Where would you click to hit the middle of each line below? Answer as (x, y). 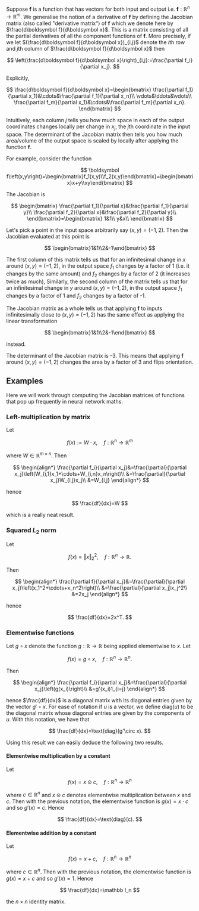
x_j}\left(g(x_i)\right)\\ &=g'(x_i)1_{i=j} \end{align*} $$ (100, 689)
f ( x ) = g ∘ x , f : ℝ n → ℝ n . (100, 659)
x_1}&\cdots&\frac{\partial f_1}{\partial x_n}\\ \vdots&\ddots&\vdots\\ (110, 96)
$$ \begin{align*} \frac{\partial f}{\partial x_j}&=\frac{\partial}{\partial (100, 581)
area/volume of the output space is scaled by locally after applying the (92, 141)
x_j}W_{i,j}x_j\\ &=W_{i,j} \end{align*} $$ (100, 480)
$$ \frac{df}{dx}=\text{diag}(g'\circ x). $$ (100, 731)
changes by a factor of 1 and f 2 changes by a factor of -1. (76, 296)
